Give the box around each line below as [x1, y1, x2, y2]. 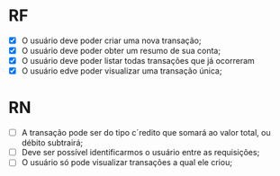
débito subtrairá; [21, 137, 83, 148]
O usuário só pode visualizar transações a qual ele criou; [21, 157, 233, 168]
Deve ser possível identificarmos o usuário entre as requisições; [21, 147, 260, 158]
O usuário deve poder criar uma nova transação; [21, 35, 202, 46]
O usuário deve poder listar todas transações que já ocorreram [21, 56, 256, 66]
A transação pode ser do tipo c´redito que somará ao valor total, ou [21, 128, 271, 138]
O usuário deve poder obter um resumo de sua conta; [21, 46, 221, 56]
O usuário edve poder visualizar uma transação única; [21, 66, 222, 76]
